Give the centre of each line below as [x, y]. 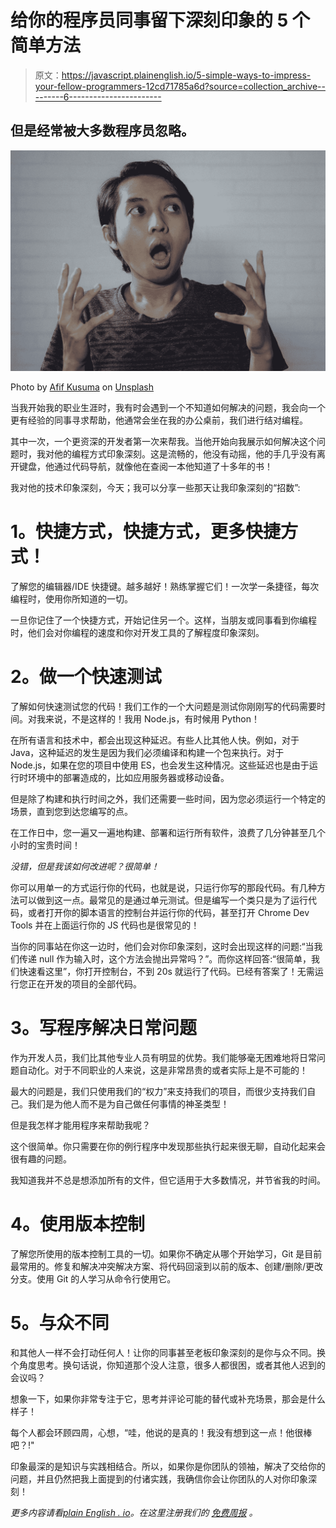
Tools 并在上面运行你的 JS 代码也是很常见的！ [105, 925]
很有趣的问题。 [41, 1158]
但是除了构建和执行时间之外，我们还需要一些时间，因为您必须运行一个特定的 [168, 799]
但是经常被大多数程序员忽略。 [102, 131]
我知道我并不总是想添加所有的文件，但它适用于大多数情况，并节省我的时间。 [168, 1180]
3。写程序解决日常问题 [104, 1028]
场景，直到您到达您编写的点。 [71, 812]
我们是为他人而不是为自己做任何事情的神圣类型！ [128, 1103]
